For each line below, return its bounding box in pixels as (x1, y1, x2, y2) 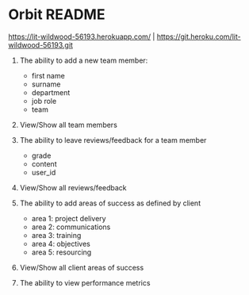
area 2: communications (31, 222, 111, 232)
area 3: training (31, 230, 82, 239)
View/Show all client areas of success (19, 262, 144, 272)
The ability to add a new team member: (19, 56, 148, 65)
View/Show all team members (19, 120, 117, 129)
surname (31, 79, 61, 89)
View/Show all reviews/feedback (19, 182, 127, 192)
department (31, 87, 71, 97)
